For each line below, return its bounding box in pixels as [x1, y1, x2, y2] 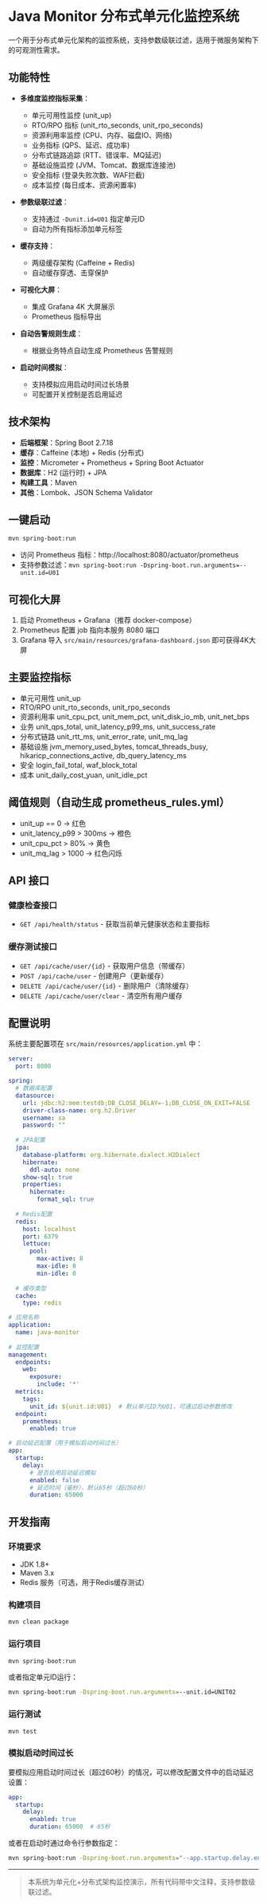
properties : [22, 1181, 62, 1189]
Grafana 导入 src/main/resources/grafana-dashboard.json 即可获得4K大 [19, 635, 257, 645]
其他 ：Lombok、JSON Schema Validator [19, 487, 153, 497]
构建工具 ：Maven [19, 478, 78, 487]
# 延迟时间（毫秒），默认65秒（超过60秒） [29, 1484, 149, 1492]
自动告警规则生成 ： [19, 328, 83, 338]
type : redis [22, 1299, 62, 1308]
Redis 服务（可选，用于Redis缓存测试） [19, 1578, 149, 1587]
